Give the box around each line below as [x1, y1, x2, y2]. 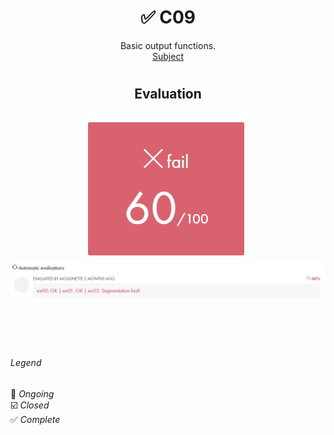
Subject [152, 50, 184, 62]
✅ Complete [10, 413, 61, 425]
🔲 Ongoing [10, 387, 55, 400]
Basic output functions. [119, 39, 217, 51]
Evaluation [134, 86, 202, 103]
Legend [10, 357, 42, 369]
